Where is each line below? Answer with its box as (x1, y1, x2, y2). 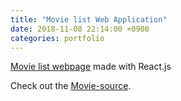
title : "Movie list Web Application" (10, 14, 168, 25)
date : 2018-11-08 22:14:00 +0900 (10, 24, 150, 34)
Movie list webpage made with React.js (10, 61, 172, 73)
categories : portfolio (10, 33, 105, 43)
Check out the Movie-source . (10, 80, 132, 92)
